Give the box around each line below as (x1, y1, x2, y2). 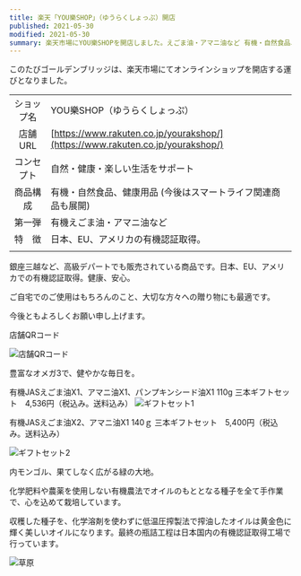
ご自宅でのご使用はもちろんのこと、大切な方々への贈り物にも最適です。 (9, 292, 276, 302)
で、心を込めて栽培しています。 (9, 497, 126, 508)
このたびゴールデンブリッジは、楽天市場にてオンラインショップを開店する (9, 64, 284, 74)
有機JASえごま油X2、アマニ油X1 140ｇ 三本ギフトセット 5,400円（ (9, 417, 262, 428)
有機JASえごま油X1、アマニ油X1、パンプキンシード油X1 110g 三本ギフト (9, 387, 275, 397)
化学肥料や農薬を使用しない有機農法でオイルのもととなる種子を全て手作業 (9, 485, 284, 496)
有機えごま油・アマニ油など (50, 216, 168, 229)
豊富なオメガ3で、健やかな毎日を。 (9, 368, 141, 379)
